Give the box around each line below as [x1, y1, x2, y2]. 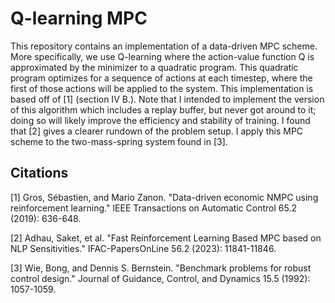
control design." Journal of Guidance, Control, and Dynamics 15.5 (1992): [10, 272, 311, 284]
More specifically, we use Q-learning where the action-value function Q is [10, 50, 315, 62]
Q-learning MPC [10, 7, 148, 30]
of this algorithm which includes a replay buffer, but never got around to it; [10, 103, 317, 116]
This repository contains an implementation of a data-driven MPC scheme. [10, 40, 318, 52]
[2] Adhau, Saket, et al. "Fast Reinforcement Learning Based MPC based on [10, 232, 322, 244]
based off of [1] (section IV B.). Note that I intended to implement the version [10, 93, 325, 105]
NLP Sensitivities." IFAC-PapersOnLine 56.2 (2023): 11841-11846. [10, 242, 277, 254]
